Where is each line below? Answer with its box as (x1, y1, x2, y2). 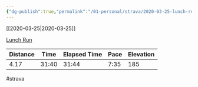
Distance (9, 50, 35, 58)
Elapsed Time (62, 50, 103, 58)
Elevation (127, 50, 155, 58)
